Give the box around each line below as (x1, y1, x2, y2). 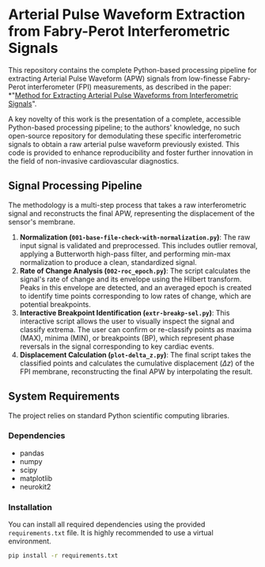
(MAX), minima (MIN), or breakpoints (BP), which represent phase (19, 333, 235, 342)
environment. (8, 536, 51, 546)
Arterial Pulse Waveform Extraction (8, 6, 246, 24)
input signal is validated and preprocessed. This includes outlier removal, (19, 240, 258, 250)
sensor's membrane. (8, 217, 76, 226)
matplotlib (19, 473, 53, 483)
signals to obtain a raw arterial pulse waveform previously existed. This (8, 139, 240, 149)
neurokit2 (19, 482, 51, 491)
